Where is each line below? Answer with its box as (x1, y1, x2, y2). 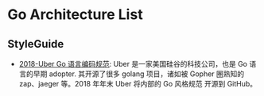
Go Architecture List (7, 6, 144, 24)
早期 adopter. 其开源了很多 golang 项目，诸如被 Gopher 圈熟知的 (33, 69, 245, 79)
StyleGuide (7, 37, 64, 51)
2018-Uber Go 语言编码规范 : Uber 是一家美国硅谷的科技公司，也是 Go (18, 60, 248, 68)
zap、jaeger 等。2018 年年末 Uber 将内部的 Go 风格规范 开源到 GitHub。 (18, 79, 258, 88)
